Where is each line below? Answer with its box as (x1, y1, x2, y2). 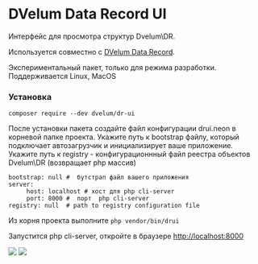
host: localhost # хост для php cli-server (26, 188, 175, 196)
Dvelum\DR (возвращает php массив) (8, 158, 137, 167)
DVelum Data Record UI (8, 5, 167, 23)
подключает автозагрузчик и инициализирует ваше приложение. (8, 141, 234, 151)
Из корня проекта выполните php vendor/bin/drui (8, 216, 180, 225)
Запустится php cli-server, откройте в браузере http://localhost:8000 (8, 231, 244, 241)
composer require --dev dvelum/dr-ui (8, 109, 135, 118)
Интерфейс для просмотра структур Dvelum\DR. (8, 31, 176, 41)
